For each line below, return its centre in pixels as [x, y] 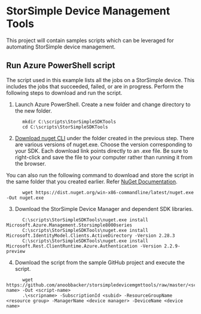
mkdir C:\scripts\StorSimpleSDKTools [69, 122]
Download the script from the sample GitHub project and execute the [100, 262]
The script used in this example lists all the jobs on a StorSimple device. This [100, 80]
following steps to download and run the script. [64, 93]
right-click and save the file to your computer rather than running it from [103, 157]
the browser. [30, 164]
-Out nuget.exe [25, 198]
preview [16, 251]
